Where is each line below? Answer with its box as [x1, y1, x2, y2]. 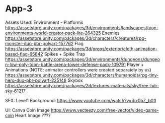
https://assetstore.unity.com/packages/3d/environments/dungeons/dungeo [5, 56, 160, 62]
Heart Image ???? [15, 112, 51, 118]
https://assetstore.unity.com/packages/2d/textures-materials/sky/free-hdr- [5, 82, 159, 88]
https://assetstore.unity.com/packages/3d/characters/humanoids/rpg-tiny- [5, 72, 159, 78]
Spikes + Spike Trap [44, 51, 85, 57]
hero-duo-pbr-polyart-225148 [5, 77, 67, 83]
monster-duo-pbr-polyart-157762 [5, 40, 74, 46]
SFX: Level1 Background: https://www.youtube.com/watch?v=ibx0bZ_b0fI [5, 97, 157, 103]
